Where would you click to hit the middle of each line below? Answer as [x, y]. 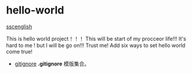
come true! [19, 51]
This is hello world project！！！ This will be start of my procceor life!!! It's [96, 38]
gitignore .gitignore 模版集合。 [52, 64]
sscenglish [19, 26]
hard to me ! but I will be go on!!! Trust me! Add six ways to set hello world [96, 45]
